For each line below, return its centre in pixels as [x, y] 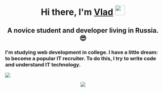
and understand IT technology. [43, 64]
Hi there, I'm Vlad [77, 12]
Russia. [147, 30]
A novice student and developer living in [71, 30]
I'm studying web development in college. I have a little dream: [81, 52]
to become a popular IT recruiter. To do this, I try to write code [81, 58]
